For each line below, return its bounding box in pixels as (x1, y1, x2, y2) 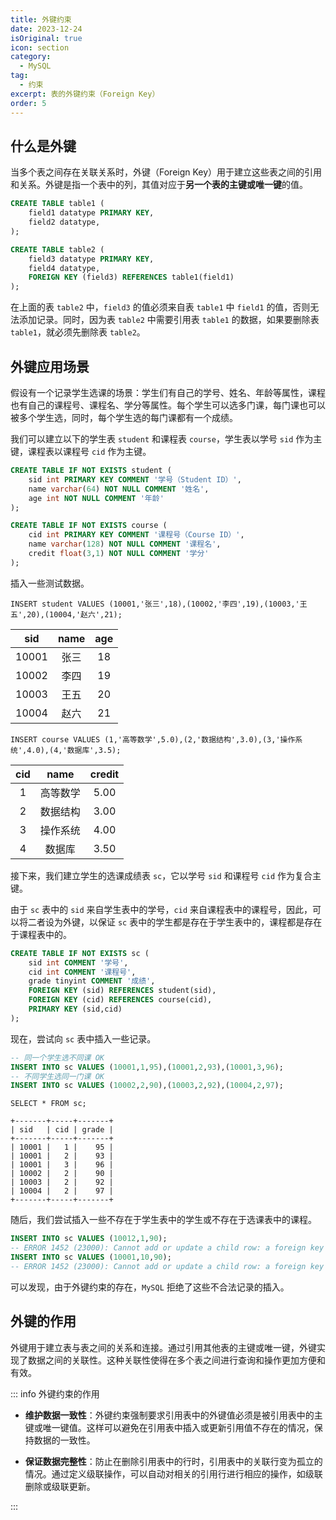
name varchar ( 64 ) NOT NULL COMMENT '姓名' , (28, 484, 210, 494)
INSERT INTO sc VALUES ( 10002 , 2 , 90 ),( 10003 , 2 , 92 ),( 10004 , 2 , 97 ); (10, 1081, 284, 1091)
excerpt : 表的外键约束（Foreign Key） (10, 89, 160, 99)
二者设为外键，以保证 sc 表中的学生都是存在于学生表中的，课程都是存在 (27, 916, 323, 928)
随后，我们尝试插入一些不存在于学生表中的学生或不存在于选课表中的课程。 (10, 1214, 317, 1226)
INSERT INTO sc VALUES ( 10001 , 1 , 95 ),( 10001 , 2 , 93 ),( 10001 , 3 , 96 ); (10, 1062, 284, 1072)
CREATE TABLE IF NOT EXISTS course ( (10, 521, 168, 531)
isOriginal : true (10, 33, 83, 43)
